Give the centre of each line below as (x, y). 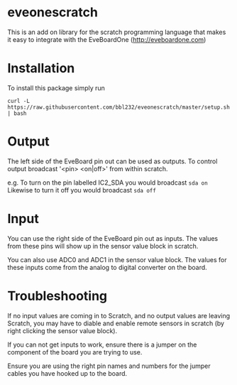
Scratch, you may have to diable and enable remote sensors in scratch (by (116, 323)
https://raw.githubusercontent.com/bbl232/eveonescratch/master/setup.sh (119, 107)
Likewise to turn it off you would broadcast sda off (82, 190)
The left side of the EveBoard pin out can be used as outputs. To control (112, 161)
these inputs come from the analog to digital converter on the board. (107, 267)
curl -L (19, 101)
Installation (41, 69)
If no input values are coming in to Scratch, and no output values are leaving (119, 315)
